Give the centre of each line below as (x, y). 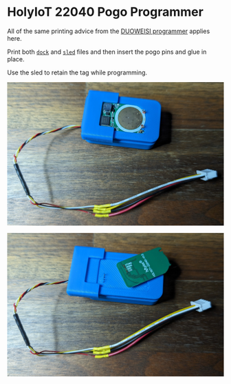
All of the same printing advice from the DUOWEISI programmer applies (109, 31)
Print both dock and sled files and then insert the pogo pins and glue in (107, 52)
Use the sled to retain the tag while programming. (77, 72)
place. (16, 59)
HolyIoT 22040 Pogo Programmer (106, 12)
